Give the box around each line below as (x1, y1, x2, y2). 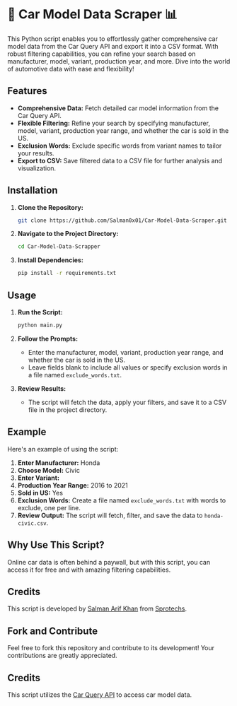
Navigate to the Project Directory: (17, 230, 119, 238)
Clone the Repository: (17, 203, 83, 211)
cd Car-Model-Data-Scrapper (17, 243, 100, 250)
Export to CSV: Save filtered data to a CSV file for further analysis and (17, 156, 223, 165)
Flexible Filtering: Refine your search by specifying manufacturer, (17, 119, 211, 127)
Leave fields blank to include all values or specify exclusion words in (28, 363, 228, 372)
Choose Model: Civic (17, 466, 80, 474)
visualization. (17, 164, 57, 172)
